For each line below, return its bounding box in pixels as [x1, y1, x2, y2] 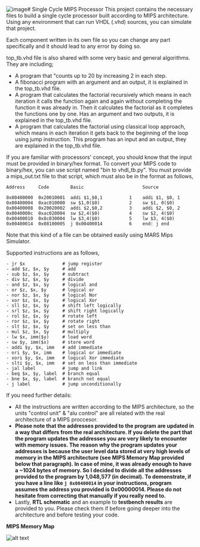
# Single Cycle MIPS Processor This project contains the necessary [27, 6, 193, 13]
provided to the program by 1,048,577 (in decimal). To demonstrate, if [14, 473, 192, 480]
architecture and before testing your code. [14, 511, 119, 518]
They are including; [6, 60, 54, 68]
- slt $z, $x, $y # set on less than [6, 323, 111, 329]
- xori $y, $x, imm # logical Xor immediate [6, 355, 124, 361]
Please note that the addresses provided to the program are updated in [14, 422, 194, 429]
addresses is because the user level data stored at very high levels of [14, 448, 190, 454]
